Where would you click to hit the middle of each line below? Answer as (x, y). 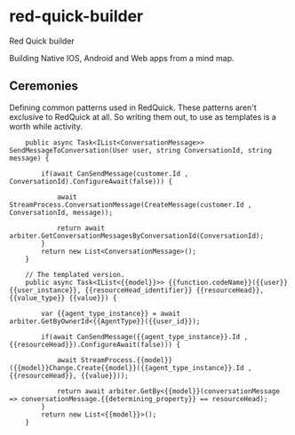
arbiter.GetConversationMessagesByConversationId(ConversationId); (137, 236)
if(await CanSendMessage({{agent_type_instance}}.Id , (145, 336)
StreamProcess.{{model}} (127, 360)
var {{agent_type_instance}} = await (111, 313)
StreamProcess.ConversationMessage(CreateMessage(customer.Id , (131, 205)
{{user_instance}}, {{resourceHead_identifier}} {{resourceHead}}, (137, 290)
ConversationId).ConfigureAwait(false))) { (91, 181)
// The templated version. (75, 274)
